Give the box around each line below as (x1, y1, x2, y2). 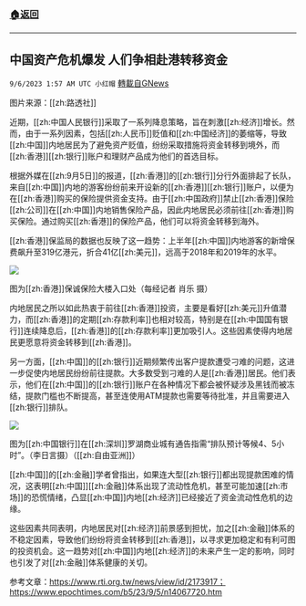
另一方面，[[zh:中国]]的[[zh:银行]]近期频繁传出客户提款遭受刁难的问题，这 (9, 356, 287, 367)
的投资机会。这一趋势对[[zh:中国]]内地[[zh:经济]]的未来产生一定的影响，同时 (9, 546, 295, 557)
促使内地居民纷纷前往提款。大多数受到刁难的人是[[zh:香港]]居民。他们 (25, 368, 289, 379)
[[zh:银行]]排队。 (9, 402, 73, 413)
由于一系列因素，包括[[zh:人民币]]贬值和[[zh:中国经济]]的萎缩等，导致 (25, 128, 287, 139)
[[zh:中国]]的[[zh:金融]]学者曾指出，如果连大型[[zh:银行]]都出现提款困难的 (9, 469, 287, 480)
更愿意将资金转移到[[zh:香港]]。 (16, 337, 137, 348)
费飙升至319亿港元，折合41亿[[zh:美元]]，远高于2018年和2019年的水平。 (9, 246, 282, 257)
